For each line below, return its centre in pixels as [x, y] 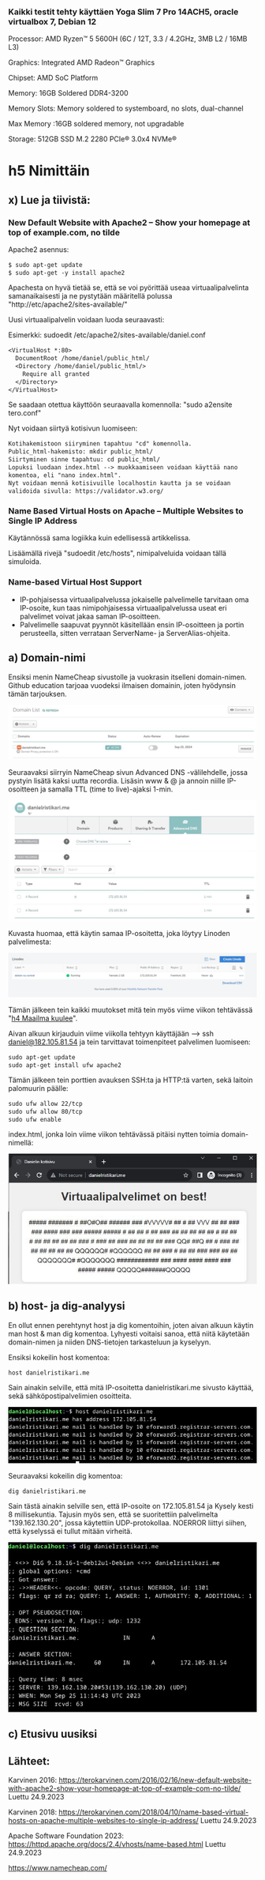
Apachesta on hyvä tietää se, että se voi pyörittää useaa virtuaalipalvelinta [129, 288]
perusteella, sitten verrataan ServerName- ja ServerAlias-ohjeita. [125, 633]
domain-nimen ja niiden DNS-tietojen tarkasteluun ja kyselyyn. [110, 1342]
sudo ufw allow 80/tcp [45, 1111]
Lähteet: [29, 1761]
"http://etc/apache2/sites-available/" [68, 305]
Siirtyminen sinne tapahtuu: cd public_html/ [84, 460]
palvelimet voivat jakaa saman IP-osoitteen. [90, 616]
